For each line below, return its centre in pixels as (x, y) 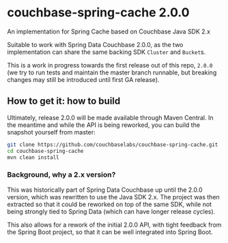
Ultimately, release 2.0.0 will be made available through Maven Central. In (110, 117)
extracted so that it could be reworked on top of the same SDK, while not (110, 204)
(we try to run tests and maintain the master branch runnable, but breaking (112, 72)
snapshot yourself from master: (51, 132)
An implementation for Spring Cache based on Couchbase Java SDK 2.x (109, 31)
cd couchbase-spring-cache (45, 151)
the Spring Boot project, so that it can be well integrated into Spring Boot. (110, 232)
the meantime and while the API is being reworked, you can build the (103, 125)
